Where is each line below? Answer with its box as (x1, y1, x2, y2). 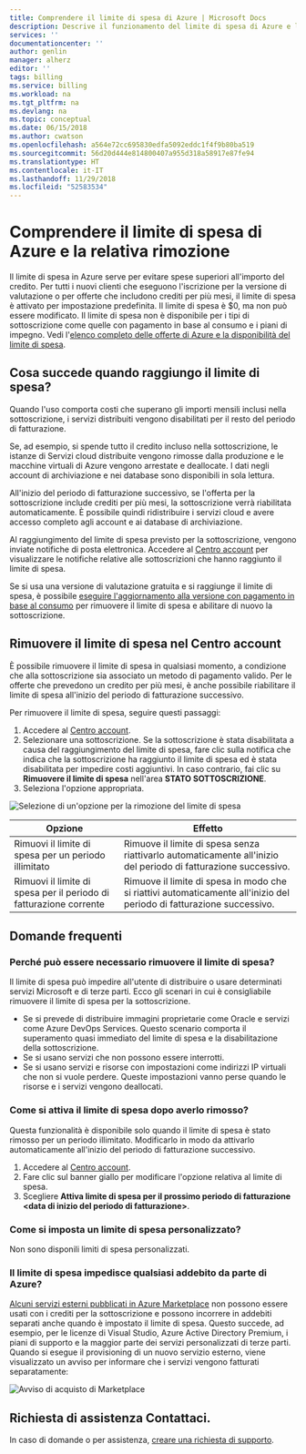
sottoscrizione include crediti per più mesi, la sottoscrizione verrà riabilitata (9, 497, 291, 508)
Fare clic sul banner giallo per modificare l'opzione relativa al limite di (22, 1171, 282, 1182)
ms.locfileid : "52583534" (9, 183, 107, 192)
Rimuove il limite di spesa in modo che (124, 875, 287, 888)
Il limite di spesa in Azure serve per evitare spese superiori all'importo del (9, 271, 285, 282)
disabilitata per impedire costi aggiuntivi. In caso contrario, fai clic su (22, 763, 280, 774)
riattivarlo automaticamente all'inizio (124, 849, 280, 861)
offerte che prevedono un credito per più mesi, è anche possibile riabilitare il (9, 679, 296, 690)
